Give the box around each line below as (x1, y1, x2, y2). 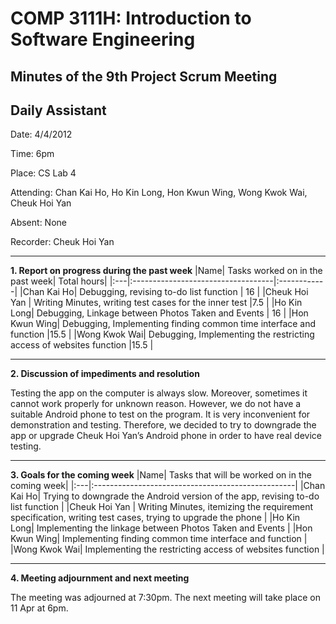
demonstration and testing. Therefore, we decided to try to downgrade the (10, 419, 317, 431)
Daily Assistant (10, 102, 107, 119)
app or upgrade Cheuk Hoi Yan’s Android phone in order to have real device (10, 430, 322, 442)
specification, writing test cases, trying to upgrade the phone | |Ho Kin (10, 512, 301, 524)
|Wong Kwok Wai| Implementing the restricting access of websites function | (10, 543, 325, 556)
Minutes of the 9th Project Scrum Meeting (10, 68, 278, 85)
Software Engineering (10, 28, 196, 51)
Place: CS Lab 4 (10, 167, 77, 179)
